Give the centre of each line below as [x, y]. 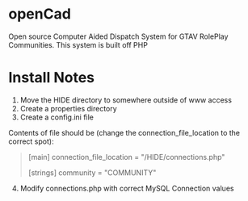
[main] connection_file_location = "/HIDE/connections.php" [126, 157]
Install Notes [52, 78]
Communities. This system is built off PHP [78, 44]
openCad [40, 14]
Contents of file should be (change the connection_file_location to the [124, 132]
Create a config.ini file [57, 117]
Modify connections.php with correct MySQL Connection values [127, 188]
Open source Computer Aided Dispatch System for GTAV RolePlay [118, 36]
